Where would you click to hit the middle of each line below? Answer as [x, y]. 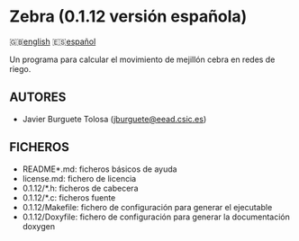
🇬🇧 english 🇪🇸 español [53, 41]
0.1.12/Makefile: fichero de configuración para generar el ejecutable [147, 207]
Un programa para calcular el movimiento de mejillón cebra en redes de [142, 59]
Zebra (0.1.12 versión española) [128, 17]
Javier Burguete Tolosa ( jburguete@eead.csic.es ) [114, 119]
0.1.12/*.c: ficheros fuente [69, 197]
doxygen [39, 226]
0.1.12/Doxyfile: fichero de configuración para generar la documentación [156, 217]
